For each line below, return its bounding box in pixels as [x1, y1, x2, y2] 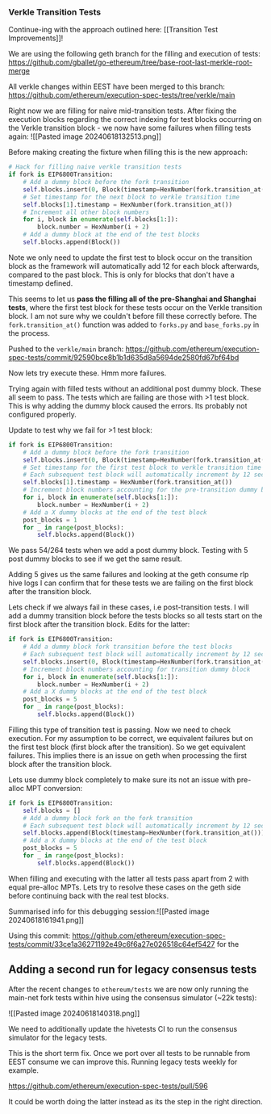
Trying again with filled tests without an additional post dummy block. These [8, 383, 262, 393]
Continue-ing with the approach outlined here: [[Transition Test [8, 25, 219, 35]
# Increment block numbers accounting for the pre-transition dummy [23, 486, 258, 494]
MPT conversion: [25, 783, 83, 793]
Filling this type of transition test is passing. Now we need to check [8, 725, 231, 735]
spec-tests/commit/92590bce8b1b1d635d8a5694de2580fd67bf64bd [8, 352, 240, 362]
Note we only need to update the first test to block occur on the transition [8, 253, 252, 262]
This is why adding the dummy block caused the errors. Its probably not [8, 400, 248, 410]
